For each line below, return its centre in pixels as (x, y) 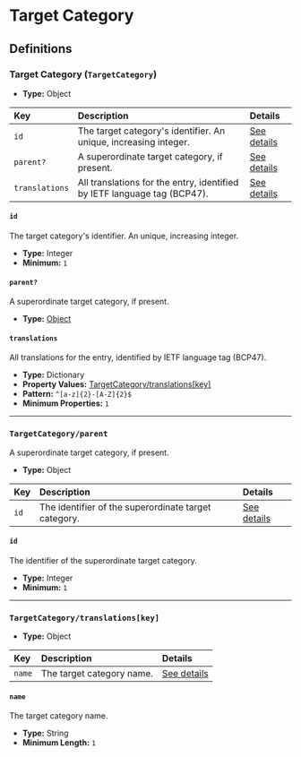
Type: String (45, 733)
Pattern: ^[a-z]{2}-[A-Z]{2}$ (77, 394)
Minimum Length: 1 (59, 743)
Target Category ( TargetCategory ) (83, 74)
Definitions (41, 49)
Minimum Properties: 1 (65, 403)
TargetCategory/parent (59, 434)
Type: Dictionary (53, 375)
